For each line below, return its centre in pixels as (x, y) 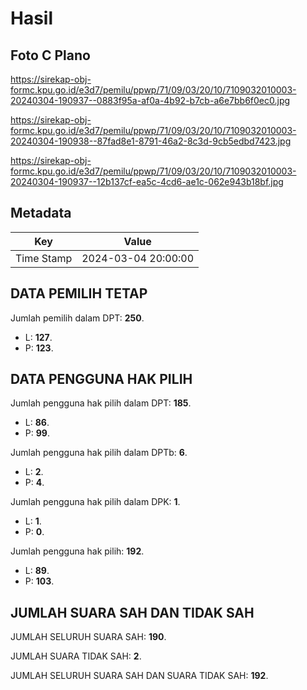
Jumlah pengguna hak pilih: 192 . (77, 551)
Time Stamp (44, 258)
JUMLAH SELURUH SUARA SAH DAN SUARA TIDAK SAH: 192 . (139, 676)
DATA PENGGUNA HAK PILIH (101, 379)
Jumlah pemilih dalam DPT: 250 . (77, 318)
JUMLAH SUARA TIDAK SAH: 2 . (76, 656)
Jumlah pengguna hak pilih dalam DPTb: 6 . (99, 453)
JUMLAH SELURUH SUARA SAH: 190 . (88, 637)
